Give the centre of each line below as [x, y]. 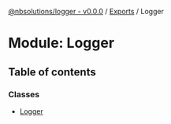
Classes [24, 94]
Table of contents [52, 72]
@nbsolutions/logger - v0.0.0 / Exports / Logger [86, 11]
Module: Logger [61, 43]
